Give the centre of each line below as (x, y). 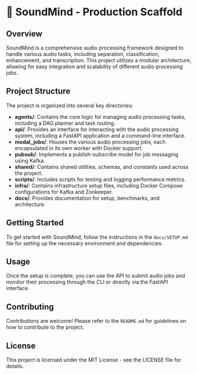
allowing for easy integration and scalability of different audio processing (95, 66)
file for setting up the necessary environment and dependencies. (85, 243)
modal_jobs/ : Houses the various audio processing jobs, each (90, 142)
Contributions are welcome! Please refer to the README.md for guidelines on (96, 321)
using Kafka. (30, 161)
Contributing (30, 307)
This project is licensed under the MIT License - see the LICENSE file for (94, 360)
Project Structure (38, 91)
